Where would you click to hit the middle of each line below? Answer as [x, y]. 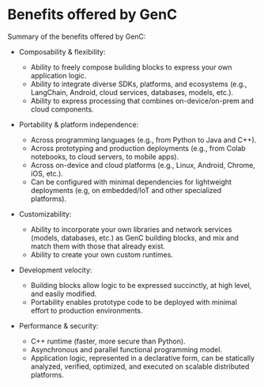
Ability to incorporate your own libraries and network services [131, 229]
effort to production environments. [87, 310]
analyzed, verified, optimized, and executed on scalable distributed [140, 366]
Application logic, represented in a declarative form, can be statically [142, 358]
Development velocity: [55, 270]
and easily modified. [64, 294]
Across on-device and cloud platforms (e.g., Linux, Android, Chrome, [143, 165]
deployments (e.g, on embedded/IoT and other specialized [126, 190]
